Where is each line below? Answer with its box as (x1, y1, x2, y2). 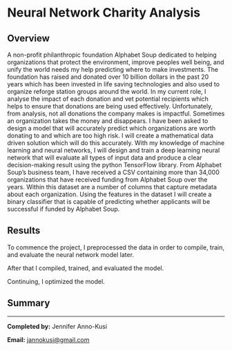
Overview (7, 32, 50, 44)
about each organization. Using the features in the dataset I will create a (7, 190, 212, 198)
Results (7, 225, 41, 236)
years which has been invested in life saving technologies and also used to (7, 80, 220, 88)
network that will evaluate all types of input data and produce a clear (7, 153, 202, 162)
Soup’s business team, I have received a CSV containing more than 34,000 (7, 168, 220, 176)
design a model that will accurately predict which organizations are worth (7, 124, 216, 132)
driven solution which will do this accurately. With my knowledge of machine (7, 139, 225, 146)
